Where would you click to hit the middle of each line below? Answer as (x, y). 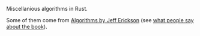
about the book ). (27, 27)
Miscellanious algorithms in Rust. (47, 9)
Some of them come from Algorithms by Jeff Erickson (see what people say (100, 20)
